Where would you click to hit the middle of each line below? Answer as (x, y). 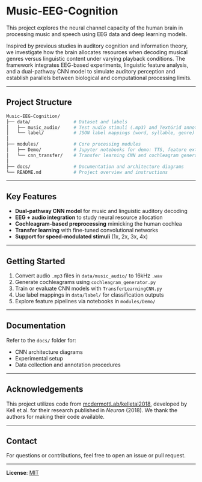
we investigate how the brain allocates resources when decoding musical (97, 52)
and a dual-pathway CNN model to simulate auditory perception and (91, 71)
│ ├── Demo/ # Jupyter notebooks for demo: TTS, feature (96, 150)
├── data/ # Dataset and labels (67, 122)
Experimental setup (39, 358)
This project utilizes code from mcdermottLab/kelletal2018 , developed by (97, 404)
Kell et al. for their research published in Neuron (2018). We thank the (92, 410)
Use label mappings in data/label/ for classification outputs (89, 295)
